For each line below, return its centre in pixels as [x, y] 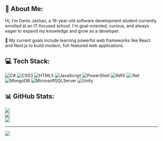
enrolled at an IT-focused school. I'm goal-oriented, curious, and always [77, 26]
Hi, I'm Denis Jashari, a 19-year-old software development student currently [81, 20]
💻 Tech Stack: [27, 61]
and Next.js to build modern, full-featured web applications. [65, 45]
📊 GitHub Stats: [30, 97]
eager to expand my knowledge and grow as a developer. [62, 31]
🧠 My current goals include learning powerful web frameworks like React [78, 40]
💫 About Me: [24, 9]
